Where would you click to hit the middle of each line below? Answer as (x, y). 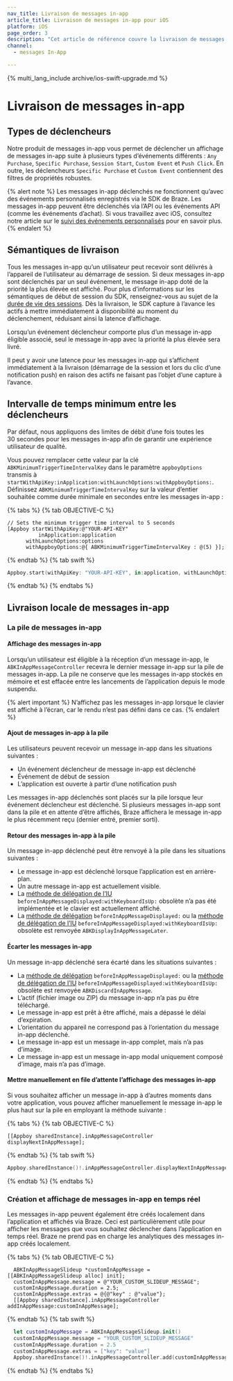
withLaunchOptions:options (64, 541)
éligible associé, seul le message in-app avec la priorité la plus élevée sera (114, 339)
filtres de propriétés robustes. (50, 178)
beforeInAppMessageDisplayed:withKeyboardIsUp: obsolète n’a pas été (117, 901)
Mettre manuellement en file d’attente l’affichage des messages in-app (112, 1080)
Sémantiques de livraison (63, 250)
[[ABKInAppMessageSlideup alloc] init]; (67, 1276)
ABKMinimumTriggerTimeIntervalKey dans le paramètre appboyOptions (105, 467)
